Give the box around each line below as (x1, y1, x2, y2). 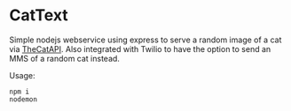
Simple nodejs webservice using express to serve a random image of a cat (9, 34, 282, 45)
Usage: (9, 70, 35, 80)
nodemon (9, 94, 38, 104)
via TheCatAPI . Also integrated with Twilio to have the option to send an (9, 43, 271, 54)
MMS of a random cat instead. (9, 53, 120, 63)
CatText (9, 5, 68, 26)
